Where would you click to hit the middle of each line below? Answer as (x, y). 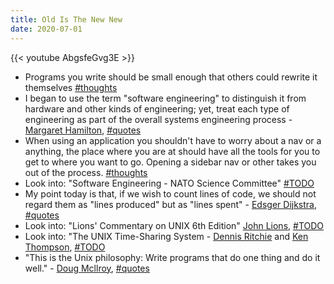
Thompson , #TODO (65, 247)
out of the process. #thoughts (86, 172)
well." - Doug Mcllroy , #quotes (87, 268)
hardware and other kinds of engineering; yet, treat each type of (157, 108)
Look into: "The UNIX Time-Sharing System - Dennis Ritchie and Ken (166, 236)
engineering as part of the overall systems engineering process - (158, 119)
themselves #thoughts (71, 87)
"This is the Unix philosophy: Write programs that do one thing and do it (172, 257)
